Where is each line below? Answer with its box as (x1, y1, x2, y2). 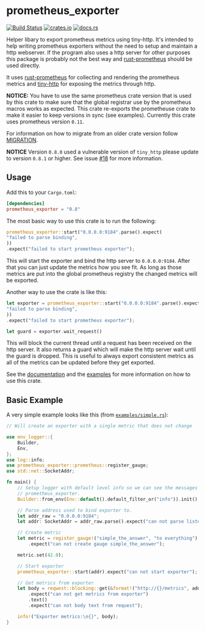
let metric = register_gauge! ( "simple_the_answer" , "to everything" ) (17, 536, 198, 542)
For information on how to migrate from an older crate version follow (6, 130, 178, 137)
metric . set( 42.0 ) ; (17, 552, 64, 558)
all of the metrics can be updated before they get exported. (6, 359, 156, 366)
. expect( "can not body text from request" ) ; (28, 603, 143, 609)
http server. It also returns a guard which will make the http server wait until (6, 346, 196, 353)
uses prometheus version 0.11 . (6, 117, 84, 125)
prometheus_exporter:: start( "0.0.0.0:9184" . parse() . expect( (6, 229, 163, 235)
